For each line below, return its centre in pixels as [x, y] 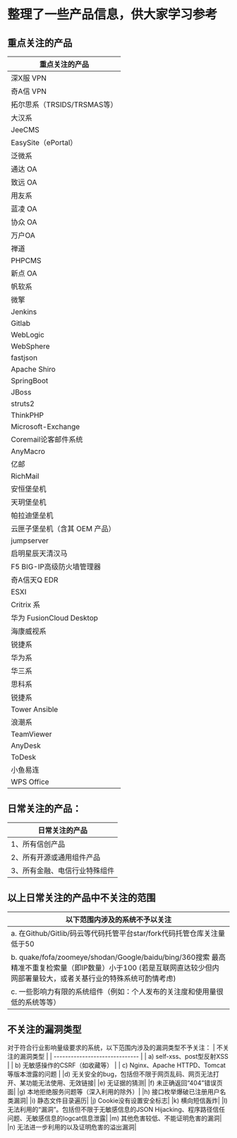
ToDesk [24, 757]
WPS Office [30, 782]
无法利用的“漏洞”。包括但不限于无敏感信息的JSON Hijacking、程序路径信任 [116, 1110]
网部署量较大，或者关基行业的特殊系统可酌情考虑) [93, 978]
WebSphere [31, 346]
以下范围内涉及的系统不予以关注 [118, 920]
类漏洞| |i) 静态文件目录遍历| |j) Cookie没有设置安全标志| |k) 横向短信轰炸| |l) [117, 1101]
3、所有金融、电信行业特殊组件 [63, 870]
